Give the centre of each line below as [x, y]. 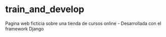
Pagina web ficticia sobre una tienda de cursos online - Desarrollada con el [83, 23]
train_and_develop [45, 9]
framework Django [24, 28]
